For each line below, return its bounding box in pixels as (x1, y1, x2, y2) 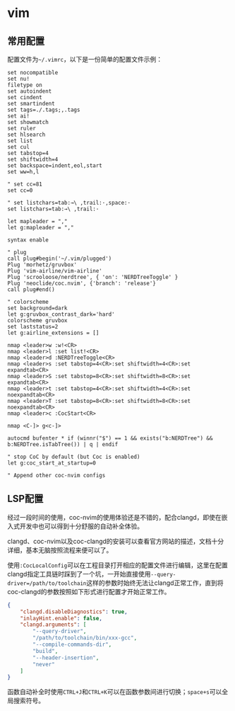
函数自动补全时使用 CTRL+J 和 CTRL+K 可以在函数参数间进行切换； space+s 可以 (7, 688, 222, 696)
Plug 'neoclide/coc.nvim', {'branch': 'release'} (7, 280, 157, 287)
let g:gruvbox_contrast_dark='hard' (7, 311, 115, 318)
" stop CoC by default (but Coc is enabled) (7, 453, 140, 460)
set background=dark (7, 305, 68, 312)
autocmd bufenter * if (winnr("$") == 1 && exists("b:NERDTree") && (7, 435, 213, 442)
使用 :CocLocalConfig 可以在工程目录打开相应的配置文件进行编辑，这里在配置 (7, 561, 228, 569)
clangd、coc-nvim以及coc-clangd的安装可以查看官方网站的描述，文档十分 (7, 537, 224, 545)
